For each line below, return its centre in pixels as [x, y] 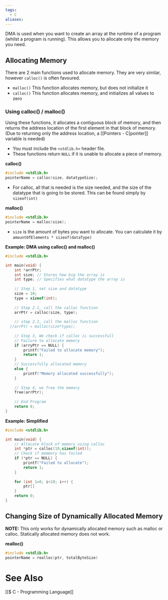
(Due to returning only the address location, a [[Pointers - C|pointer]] [77, 133]
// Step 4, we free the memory [47, 388]
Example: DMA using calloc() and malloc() [50, 247]
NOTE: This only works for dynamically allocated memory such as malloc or [84, 528]
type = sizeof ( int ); [36, 298]
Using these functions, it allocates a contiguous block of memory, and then [83, 123]
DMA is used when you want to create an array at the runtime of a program [83, 34]
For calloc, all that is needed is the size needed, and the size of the [82, 187]
